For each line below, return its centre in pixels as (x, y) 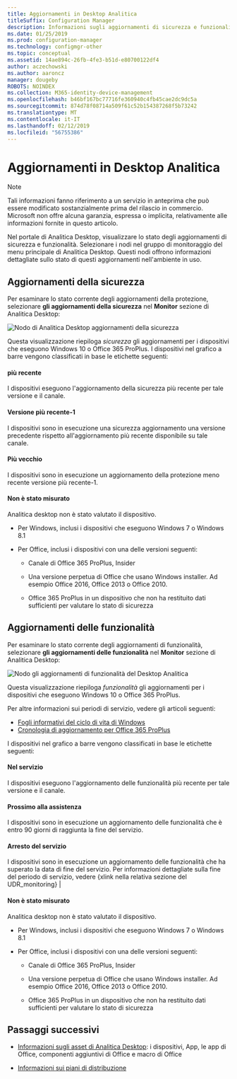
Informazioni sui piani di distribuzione (72, 1068)
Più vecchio (25, 459)
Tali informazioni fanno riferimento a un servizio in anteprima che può (108, 201)
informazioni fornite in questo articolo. (63, 223)
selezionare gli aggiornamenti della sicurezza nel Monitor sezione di (108, 307)
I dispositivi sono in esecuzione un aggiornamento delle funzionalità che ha (116, 862)
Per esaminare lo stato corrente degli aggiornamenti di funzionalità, (105, 644)
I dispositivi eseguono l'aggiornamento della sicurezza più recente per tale (116, 388)
